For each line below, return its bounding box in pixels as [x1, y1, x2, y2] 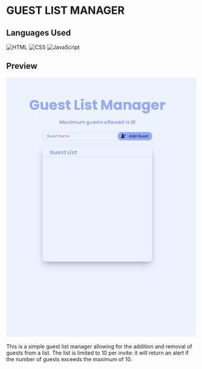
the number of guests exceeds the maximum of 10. [6, 355, 133, 362]
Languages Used [6, 28, 71, 38]
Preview [6, 61, 38, 71]
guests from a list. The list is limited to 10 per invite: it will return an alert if [6, 349, 189, 356]
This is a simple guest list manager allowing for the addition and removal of [6, 342, 193, 350]
